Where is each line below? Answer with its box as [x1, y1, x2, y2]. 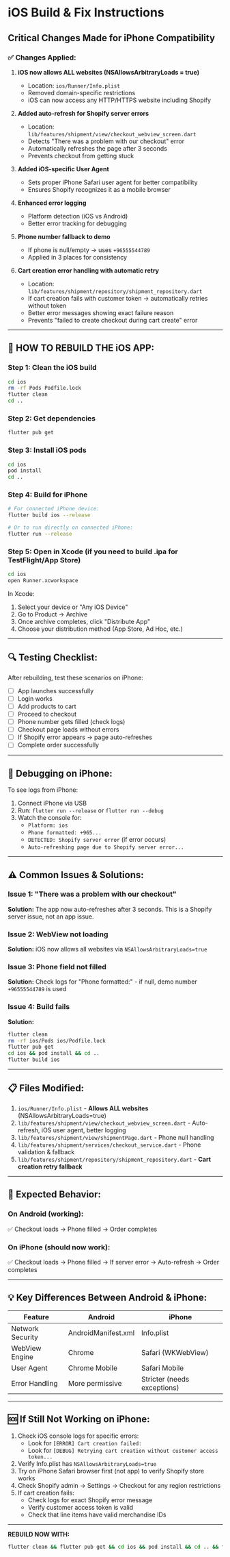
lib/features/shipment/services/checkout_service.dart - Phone [17, 1141, 201, 1149]
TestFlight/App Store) [8, 555, 81, 564]
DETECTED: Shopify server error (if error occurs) [27, 836, 167, 844]
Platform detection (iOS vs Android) [27, 212, 128, 220]
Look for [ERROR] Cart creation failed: [27, 1438, 142, 1447]
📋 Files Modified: [8, 1082, 85, 1094]
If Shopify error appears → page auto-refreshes [17, 733, 153, 741]
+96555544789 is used [8, 985, 67, 993]
